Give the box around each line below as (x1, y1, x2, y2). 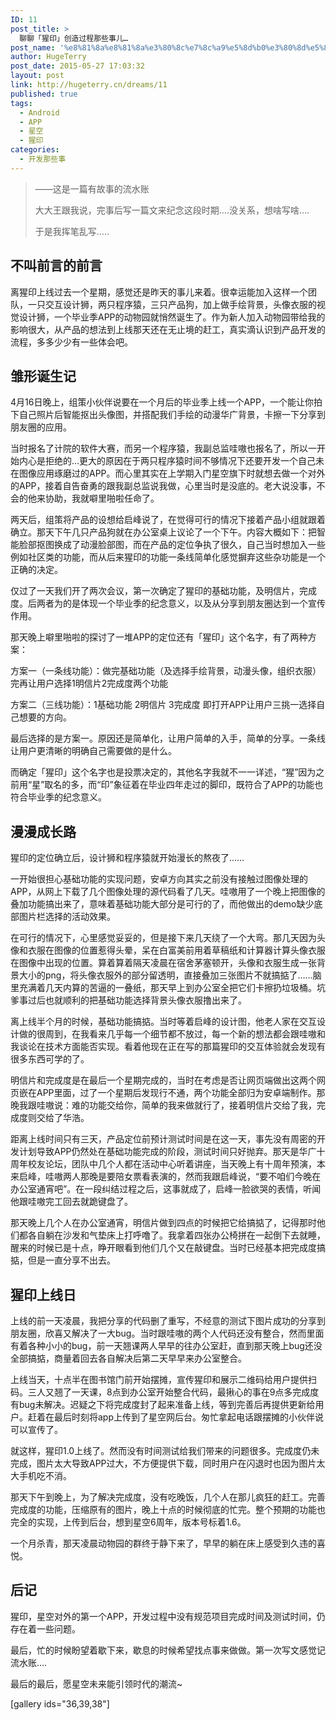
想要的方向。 (18, 711, 72, 723)
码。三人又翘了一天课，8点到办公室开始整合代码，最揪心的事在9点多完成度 (10, 1386, 320, 1398)
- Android (19, 107, 60, 118)
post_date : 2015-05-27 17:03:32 (10, 61, 145, 71)
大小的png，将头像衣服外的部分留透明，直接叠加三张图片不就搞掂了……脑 (18, 969, 322, 981)
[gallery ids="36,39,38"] (10, 1697, 110, 1710)
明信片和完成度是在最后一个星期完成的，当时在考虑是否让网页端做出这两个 (10, 1074, 317, 1086)
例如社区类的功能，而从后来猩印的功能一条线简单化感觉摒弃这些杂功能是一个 (10, 551, 326, 563)
